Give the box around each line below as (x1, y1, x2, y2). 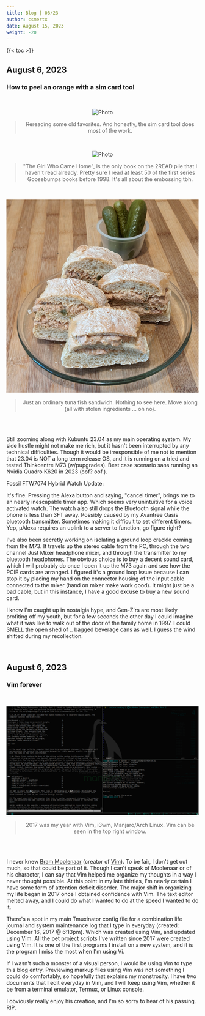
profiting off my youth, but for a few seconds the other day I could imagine (6, 613, 193, 620)
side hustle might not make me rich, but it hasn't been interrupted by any (6, 442, 189, 450)
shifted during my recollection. (6, 632, 84, 640)
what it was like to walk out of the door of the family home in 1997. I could (6, 620, 191, 627)
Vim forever (6, 680, 43, 689)
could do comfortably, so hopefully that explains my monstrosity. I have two (6, 973, 197, 980)
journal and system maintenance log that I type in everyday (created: (6, 921, 179, 929)
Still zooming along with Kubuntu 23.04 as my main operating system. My (6, 436, 191, 443)
